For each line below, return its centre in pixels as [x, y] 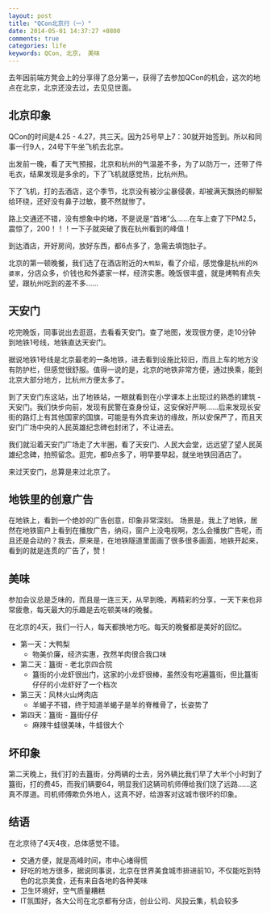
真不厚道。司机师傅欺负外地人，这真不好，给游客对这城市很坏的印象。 [125, 794]
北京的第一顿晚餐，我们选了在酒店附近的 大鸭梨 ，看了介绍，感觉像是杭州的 [130, 263]
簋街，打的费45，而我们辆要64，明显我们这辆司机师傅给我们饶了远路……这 [133, 784]
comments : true [34, 38]
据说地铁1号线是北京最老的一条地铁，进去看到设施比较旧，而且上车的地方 [130, 359]
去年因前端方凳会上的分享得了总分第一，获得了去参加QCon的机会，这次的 [131, 77]
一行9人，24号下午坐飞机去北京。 [71, 146]
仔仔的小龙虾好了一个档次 [75, 685]
